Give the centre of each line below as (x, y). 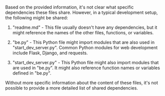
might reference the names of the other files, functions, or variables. (83, 33)
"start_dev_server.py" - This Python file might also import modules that (86, 62)
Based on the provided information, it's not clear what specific (69, 7)
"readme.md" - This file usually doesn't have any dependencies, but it (85, 27)
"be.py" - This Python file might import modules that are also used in (83, 42)
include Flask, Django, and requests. (50, 53)
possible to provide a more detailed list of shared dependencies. (72, 88)
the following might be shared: (37, 18)
